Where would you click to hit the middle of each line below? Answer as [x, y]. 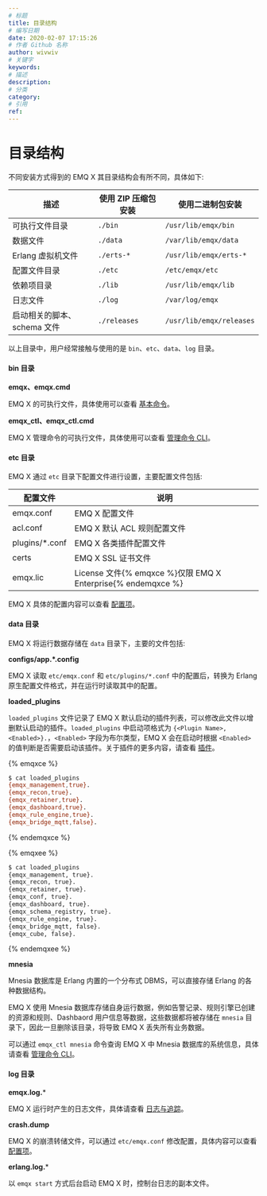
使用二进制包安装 [210, 204]
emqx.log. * [27, 1092]
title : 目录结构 [33, 23]
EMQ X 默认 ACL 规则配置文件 [130, 528]
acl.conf [27, 528]
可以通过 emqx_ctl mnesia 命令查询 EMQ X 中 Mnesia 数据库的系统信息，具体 [133, 1044]
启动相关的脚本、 [44, 315]
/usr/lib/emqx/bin [200, 225]
